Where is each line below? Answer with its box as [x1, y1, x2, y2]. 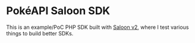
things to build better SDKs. [6, 29, 74, 37]
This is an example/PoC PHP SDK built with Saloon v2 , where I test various [6, 24, 189, 31]
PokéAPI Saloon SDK [6, 4, 111, 18]
